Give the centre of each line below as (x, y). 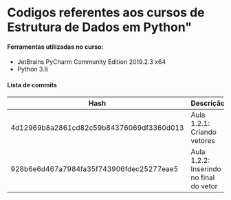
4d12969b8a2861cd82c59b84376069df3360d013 (97, 127)
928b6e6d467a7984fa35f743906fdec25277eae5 (95, 168)
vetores (203, 140)
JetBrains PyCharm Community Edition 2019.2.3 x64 (91, 62)
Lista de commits (32, 85)
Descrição (208, 103)
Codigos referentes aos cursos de (106, 13)
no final (203, 177)
